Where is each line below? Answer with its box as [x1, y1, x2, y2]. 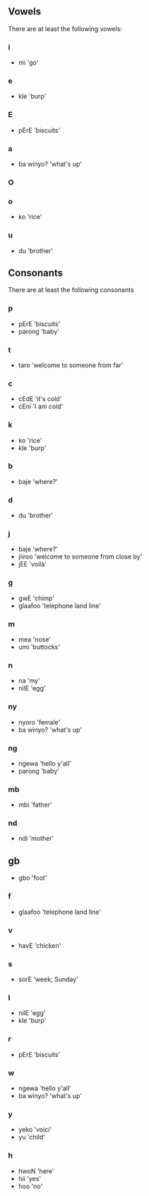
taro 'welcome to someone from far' [18, 361, 124, 369]
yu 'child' [18, 1133, 45, 1141]
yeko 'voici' [18, 1125, 52, 1134]
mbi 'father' [18, 800, 52, 809]
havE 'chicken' [18, 941, 61, 949]
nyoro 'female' [18, 717, 61, 726]
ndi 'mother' [18, 834, 54, 843]
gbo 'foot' [18, 873, 47, 882]
